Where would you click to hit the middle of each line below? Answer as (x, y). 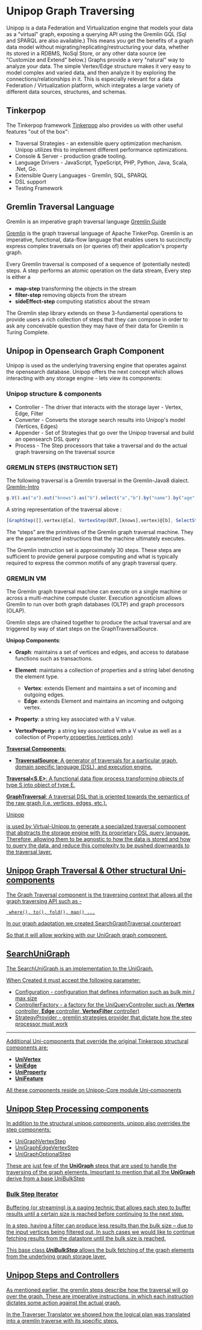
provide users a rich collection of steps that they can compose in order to (97, 319)
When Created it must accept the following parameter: (74, 980)
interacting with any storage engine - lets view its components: (84, 378)
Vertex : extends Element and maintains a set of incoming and (100, 688)
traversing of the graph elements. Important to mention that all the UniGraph (101, 1172)
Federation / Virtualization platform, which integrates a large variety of (93, 85)
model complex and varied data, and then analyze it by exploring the (91, 72)
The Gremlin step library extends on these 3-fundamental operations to (95, 313)
